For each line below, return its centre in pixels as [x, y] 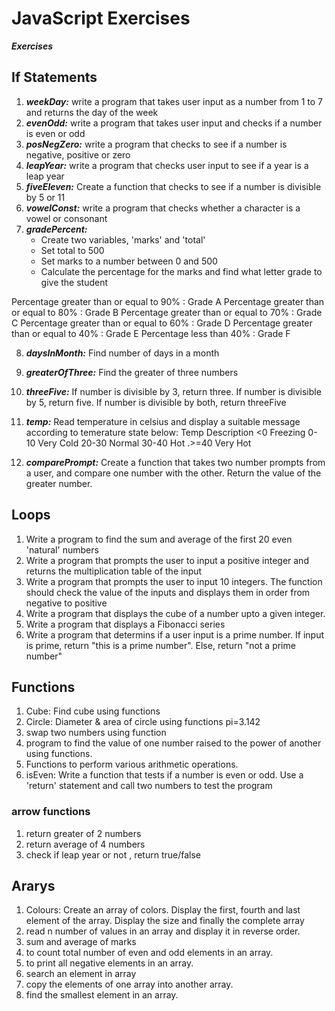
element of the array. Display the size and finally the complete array [165, 921]
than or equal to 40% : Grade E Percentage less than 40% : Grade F [151, 333]
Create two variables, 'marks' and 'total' [123, 239]
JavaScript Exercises [101, 18]
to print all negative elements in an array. [109, 963]
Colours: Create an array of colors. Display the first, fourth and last [163, 910]
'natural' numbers [62, 549]
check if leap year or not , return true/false [113, 854]
